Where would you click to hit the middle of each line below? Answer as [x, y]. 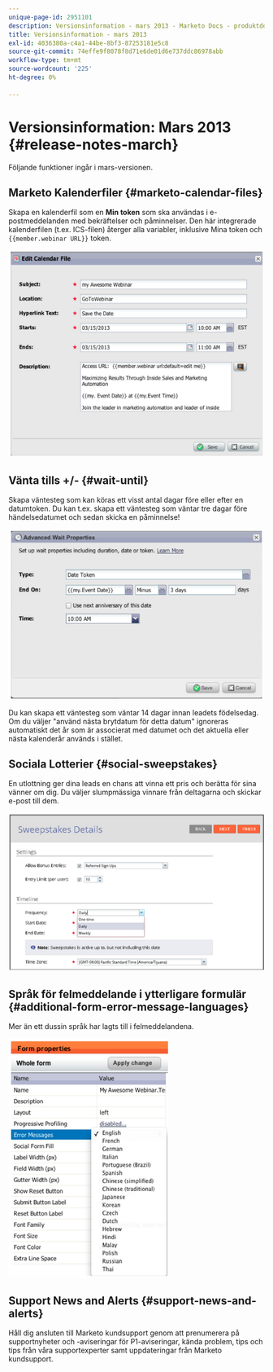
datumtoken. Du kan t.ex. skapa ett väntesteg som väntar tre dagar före [128, 508]
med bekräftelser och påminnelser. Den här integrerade [164, 221]
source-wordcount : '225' [50, 69]
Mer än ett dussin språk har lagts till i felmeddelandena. [101, 1027]
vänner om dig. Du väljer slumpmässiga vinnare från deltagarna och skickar [135, 792]
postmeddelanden [39, 221]
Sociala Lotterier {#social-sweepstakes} [113, 765]
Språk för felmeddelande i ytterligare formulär [127, 994]
